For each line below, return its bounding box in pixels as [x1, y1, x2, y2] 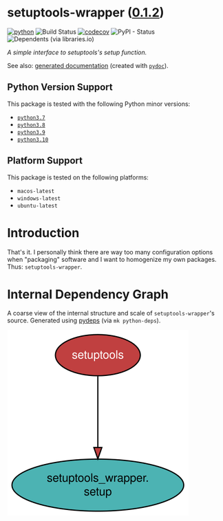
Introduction [7, 225, 80, 241]
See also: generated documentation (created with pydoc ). [7, 61, 169, 69]
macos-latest [17, 188, 55, 195]
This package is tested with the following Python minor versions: [7, 100, 191, 108]
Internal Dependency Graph [7, 287, 169, 302]
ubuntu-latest [17, 202, 58, 209]
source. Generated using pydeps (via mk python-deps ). [7, 316, 161, 324]
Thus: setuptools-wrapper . [7, 263, 83, 271]
